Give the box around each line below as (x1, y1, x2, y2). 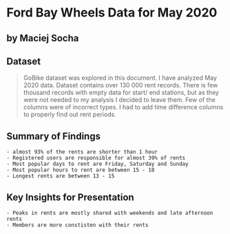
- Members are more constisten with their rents (6, 222, 149, 228)
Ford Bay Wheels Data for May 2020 (6, 5, 218, 21)
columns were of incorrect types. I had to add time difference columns (23, 103, 224, 111)
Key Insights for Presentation (6, 191, 135, 203)
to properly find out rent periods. (23, 110, 116, 118)
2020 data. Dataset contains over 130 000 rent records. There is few (23, 81, 218, 89)
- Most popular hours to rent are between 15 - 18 (6, 167, 155, 173)
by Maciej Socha (6, 32, 79, 44)
